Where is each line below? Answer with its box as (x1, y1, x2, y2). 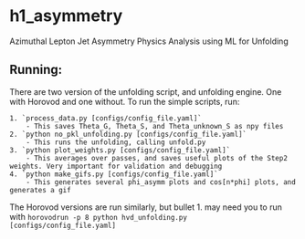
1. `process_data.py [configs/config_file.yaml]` (9, 113, 203, 123)
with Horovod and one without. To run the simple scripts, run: (9, 96, 240, 107)
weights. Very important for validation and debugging (9, 161, 223, 171)
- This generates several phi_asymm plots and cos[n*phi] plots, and (26, 177, 297, 187)
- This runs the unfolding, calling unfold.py (26, 138, 206, 147)
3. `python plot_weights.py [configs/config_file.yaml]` (9, 145, 231, 155)
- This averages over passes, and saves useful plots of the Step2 (26, 153, 288, 162)
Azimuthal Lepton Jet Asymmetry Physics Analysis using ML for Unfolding (9, 36, 289, 47)
